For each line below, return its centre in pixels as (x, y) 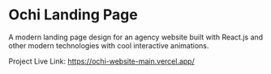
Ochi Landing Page (73, 15)
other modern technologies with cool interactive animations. (109, 45)
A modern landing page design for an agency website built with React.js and (136, 37)
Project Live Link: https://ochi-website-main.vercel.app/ (101, 61)
